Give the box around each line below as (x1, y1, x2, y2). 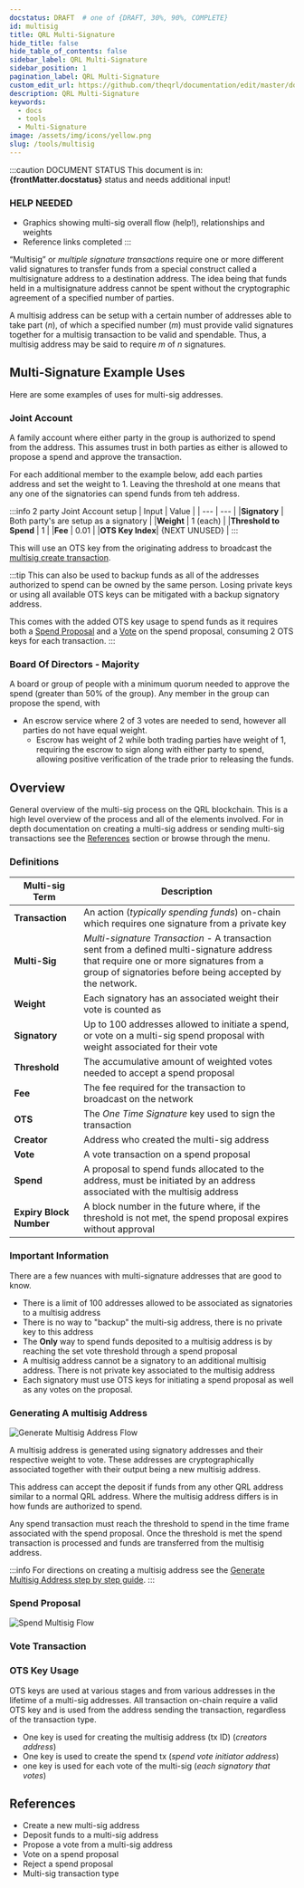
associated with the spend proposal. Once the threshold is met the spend (9, 1528, 283, 1539)
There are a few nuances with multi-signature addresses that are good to (9, 1270, 282, 1281)
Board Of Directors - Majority (9, 658, 140, 671)
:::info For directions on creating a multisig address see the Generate (9, 1565, 265, 1576)
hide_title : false (9, 38, 79, 48)
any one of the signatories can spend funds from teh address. (9, 488, 240, 499)
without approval (83, 1222, 156, 1235)
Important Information (9, 1250, 109, 1262)
